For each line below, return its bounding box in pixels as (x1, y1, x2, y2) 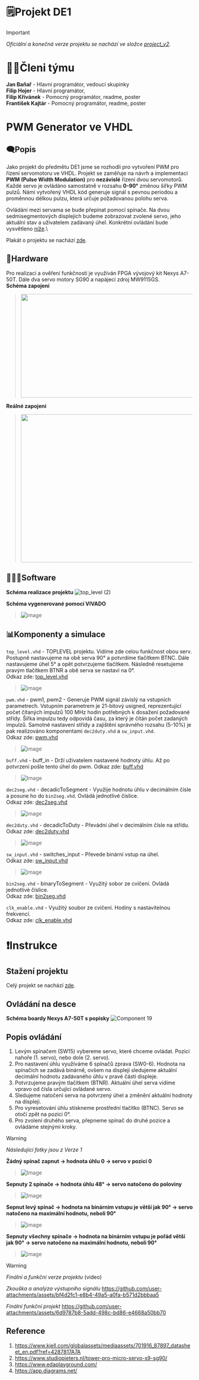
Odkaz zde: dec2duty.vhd (6, 828, 69, 835)
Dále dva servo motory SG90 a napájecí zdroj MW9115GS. (18, 275, 160, 283)
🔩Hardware (6, 253, 49, 264)
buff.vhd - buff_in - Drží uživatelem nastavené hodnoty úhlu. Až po (6, 757, 170, 764)
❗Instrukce (6, 939, 57, 952)
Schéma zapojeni (6, 282, 50, 289)
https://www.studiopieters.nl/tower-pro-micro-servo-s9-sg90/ (14, 1355, 168, 1362)
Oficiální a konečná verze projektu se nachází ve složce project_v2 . (6, 40, 171, 47)
